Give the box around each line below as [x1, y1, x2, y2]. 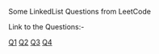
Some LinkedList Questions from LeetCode [8, 7, 152, 16]
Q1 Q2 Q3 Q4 [8, 37, 52, 47]
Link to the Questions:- [8, 22, 85, 31]
